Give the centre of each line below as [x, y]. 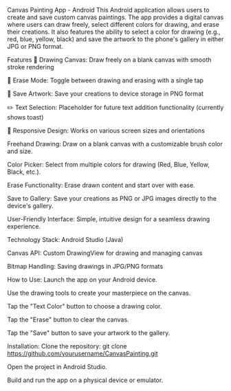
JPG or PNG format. [35, 46]
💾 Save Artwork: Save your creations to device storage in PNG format [106, 93]
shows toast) [25, 117]
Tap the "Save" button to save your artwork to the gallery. [89, 333]
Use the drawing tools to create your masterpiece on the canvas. [99, 293]
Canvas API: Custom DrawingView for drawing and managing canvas [105, 253]
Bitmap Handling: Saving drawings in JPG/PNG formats [85, 266]
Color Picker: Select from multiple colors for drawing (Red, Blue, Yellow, [108, 165]
